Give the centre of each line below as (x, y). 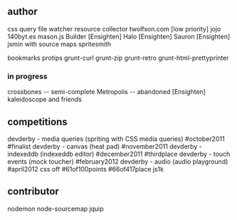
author (22, 12)
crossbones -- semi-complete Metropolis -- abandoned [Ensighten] (107, 92)
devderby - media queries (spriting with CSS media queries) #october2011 (116, 139)
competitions (37, 121)
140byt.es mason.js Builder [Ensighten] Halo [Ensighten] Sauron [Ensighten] (119, 36)
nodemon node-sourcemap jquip (56, 209)
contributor (33, 192)
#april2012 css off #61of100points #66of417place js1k (86, 169)
